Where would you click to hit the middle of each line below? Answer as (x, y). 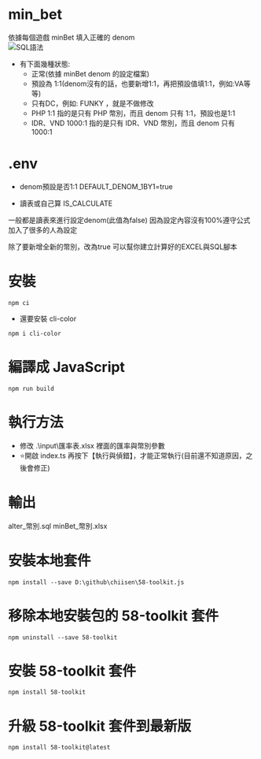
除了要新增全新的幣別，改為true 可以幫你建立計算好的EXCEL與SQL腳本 (123, 247)
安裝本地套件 (50, 560)
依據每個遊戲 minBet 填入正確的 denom (72, 37)
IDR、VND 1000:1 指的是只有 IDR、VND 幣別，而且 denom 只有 (133, 123)
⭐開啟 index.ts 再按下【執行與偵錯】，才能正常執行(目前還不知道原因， (132, 456)
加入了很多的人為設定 (42, 229)
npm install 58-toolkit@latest (59, 748)
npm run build (31, 389)
